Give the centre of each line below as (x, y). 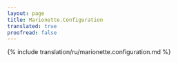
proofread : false (32, 33)
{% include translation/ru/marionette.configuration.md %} (89, 52)
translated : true (32, 26)
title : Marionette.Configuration (55, 20)
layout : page (26, 13)
